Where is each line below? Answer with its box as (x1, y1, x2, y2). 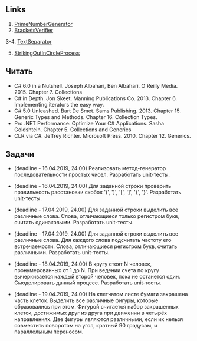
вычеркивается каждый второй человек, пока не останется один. (14, 273, 180, 280)
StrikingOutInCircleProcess (14, 49, 80, 57)
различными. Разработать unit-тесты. (14, 249, 110, 256)
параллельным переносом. (14, 328, 84, 335)
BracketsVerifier (14, 27, 54, 34)
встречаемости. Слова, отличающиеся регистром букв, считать (14, 243, 178, 250)
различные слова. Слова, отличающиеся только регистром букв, (14, 213, 180, 220)
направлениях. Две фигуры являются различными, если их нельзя (14, 316, 183, 323)
